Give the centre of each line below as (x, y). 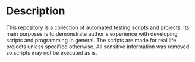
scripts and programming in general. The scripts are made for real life (91, 40)
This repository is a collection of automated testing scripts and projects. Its (98, 27)
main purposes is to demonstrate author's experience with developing (92, 33)
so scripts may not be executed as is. (52, 52)
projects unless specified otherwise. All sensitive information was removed (98, 46)
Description (36, 11)
